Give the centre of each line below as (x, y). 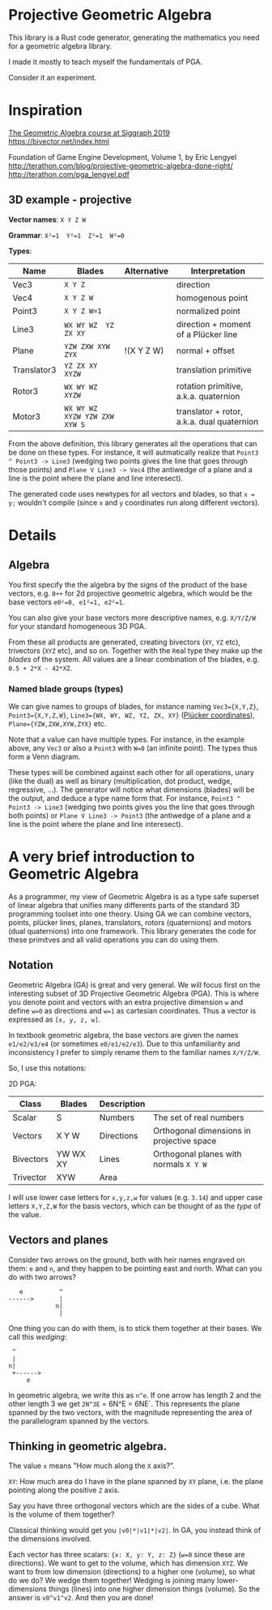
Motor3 (27, 416)
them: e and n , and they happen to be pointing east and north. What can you (135, 1268)
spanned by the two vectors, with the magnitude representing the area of (130, 1412)
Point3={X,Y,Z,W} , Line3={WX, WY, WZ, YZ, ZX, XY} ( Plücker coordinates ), (132, 715)
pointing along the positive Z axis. (64, 1490)
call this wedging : (38, 1337)
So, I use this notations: (47, 1068)
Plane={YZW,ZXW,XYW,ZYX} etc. (57, 723)
